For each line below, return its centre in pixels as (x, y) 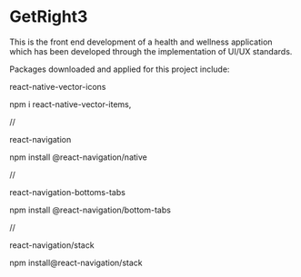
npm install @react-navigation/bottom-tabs (90, 210)
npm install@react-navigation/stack (76, 262)
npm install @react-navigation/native (78, 157)
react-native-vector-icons (58, 86)
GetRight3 (49, 17)
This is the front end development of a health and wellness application (141, 42)
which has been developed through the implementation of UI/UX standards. (151, 51)
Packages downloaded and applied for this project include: (120, 69)
